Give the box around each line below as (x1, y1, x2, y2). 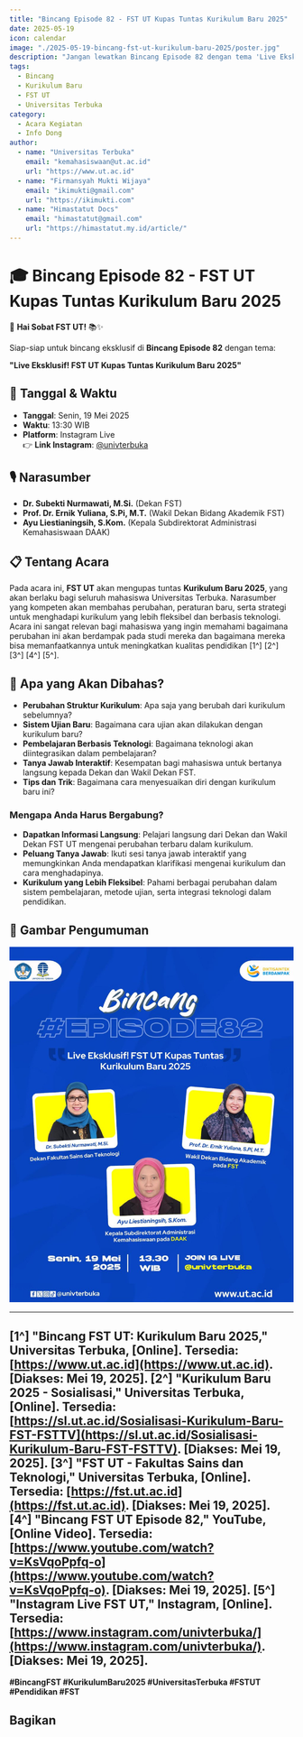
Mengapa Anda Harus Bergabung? (9, 808, 164, 821)
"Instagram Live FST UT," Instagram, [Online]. (9, 1596, 272, 1612)
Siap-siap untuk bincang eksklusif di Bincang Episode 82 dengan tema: (9, 342, 277, 353)
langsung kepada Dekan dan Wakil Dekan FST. (22, 767, 197, 778)
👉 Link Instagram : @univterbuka (22, 439, 149, 450)
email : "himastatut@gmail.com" (25, 215, 143, 224)
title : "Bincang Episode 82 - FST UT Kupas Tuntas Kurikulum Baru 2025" (9, 14, 289, 23)
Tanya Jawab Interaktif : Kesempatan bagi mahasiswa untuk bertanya (22, 758, 282, 769)
